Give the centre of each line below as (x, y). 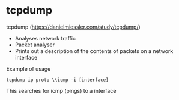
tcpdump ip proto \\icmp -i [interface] (58, 80)
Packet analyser (35, 45)
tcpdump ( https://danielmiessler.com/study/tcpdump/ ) (74, 27)
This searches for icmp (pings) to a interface (61, 90)
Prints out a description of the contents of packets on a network (94, 51)
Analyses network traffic (45, 38)
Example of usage (29, 68)
